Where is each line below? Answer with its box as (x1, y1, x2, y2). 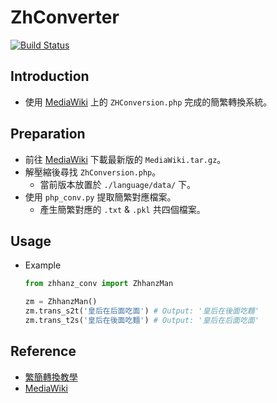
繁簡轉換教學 (24, 371, 78, 383)
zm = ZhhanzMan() (24, 297, 98, 307)
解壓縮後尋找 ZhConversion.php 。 (24, 166, 162, 178)
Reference (10, 343, 77, 360)
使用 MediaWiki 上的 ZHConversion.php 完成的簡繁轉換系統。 (24, 96, 273, 108)
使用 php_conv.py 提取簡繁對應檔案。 (24, 191, 177, 203)
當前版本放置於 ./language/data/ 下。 (39, 178, 197, 190)
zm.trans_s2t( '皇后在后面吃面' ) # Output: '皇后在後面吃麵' (24, 306, 260, 316)
